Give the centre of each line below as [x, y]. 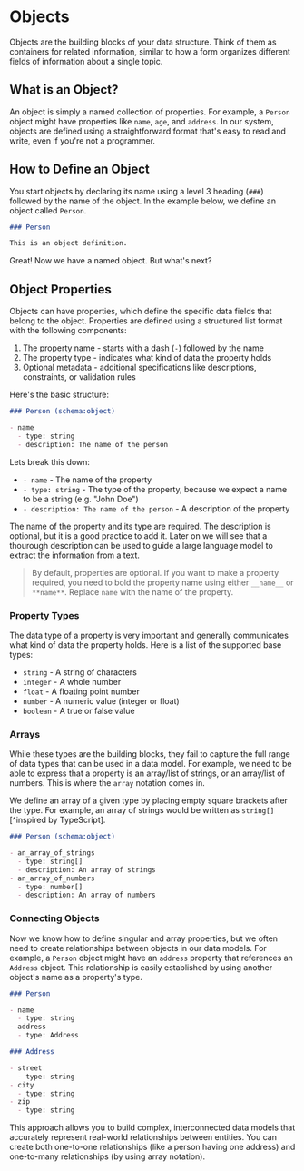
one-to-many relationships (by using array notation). [108, 1156]
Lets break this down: [50, 461]
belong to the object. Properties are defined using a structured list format [146, 321]
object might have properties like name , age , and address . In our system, [142, 121]
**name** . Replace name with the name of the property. [132, 591]
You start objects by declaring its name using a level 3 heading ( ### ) [137, 191]
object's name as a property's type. [76, 977]
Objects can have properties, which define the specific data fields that [141, 312]
